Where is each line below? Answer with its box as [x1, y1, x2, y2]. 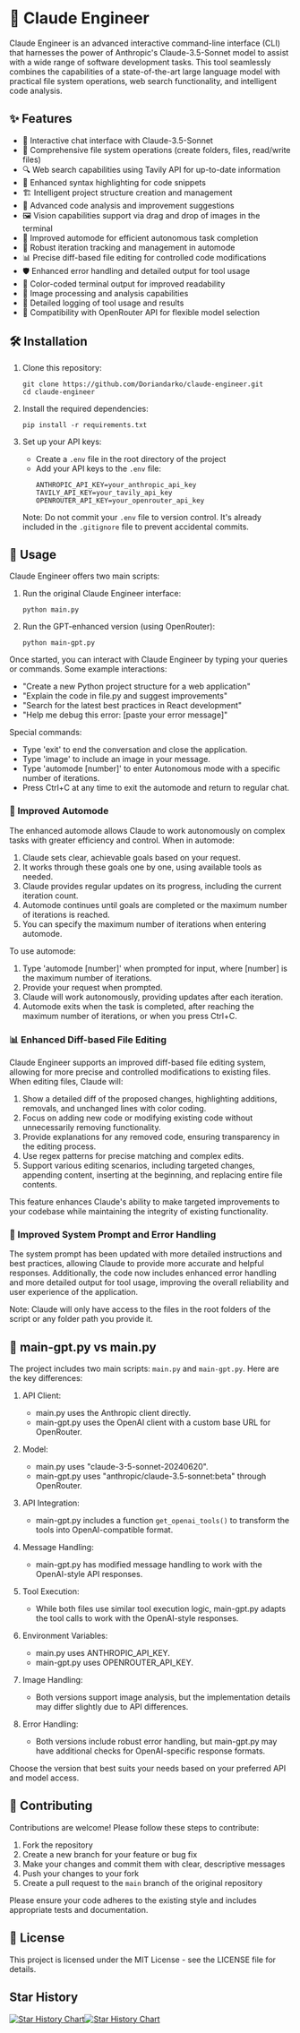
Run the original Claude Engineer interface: [21, 588, 182, 599]
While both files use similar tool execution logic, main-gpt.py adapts [35, 1603, 287, 1615]
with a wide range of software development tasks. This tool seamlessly [9, 56, 271, 67]
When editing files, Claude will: [9, 1076, 124, 1086]
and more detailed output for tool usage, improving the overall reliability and [9, 1277, 289, 1288]
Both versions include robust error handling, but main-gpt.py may [35, 1737, 278, 1747]
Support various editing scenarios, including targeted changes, [21, 1160, 255, 1171]
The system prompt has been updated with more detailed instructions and [9, 1248, 283, 1259]
